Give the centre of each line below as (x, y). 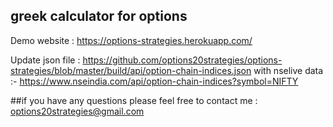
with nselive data (288, 70)
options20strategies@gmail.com (77, 111)
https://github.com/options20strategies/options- (182, 60)
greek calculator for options (99, 16)
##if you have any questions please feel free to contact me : (134, 100)
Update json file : (45, 60)
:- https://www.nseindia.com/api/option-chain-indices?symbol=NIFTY (154, 81)
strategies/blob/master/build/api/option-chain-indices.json (131, 70)
